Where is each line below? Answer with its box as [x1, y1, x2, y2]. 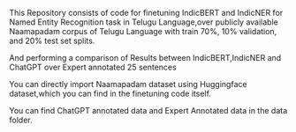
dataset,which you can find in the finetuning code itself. [9, 88, 212, 99]
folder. [9, 114, 33, 125]
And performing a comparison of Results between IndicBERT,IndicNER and [9, 53, 282, 62]
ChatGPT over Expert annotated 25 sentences [9, 62, 177, 72]
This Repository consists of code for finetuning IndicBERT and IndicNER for [9, 8, 284, 18]
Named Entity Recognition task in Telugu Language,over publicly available [9, 17, 278, 27]
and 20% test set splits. [9, 35, 95, 46]
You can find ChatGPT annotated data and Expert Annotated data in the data [9, 106, 288, 115]
